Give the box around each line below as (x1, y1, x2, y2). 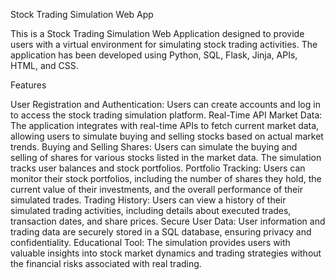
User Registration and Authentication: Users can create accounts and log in (10, 99, 321, 110)
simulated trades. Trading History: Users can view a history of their (10, 194, 287, 206)
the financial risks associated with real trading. (10, 258, 202, 269)
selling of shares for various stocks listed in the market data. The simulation (10, 152, 322, 163)
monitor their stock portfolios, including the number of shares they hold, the (10, 173, 322, 184)
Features (10, 79, 47, 91)
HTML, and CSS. (10, 60, 79, 71)
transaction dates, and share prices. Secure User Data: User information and (10, 215, 326, 227)
